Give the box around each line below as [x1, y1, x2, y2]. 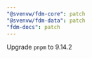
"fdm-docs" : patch [6, 23, 60, 30]
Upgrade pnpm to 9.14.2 [6, 43, 72, 52]
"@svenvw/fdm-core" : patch [6, 10, 86, 18]
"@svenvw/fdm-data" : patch [6, 17, 86, 24]
